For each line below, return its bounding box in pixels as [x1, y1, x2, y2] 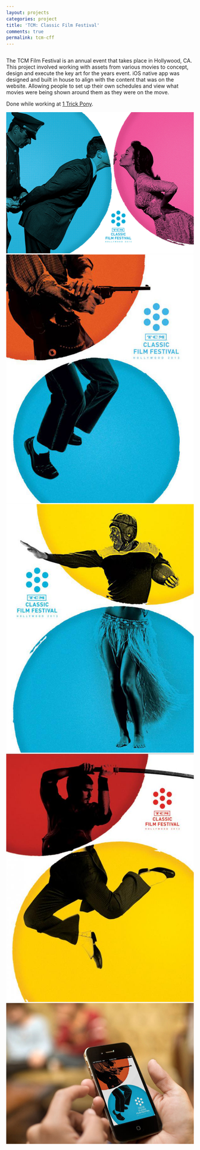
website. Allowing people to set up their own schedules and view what [6, 82, 179, 89]
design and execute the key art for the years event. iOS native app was [6, 70, 180, 77]
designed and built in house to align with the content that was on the [6, 76, 174, 83]
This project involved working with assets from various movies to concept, [6, 63, 189, 71]
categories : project [6, 16, 58, 22]
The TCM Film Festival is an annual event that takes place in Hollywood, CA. [6, 57, 192, 64]
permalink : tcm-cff [6, 35, 55, 41]
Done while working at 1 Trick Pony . [6, 100, 93, 107]
